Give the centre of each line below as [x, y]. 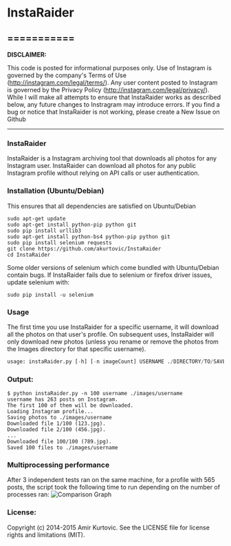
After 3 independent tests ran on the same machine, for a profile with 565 [111, 480]
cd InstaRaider [29, 255]
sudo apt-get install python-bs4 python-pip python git [89, 237]
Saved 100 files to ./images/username [63, 448]
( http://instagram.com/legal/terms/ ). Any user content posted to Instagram [112, 83]
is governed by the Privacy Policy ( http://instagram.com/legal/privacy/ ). [108, 90]
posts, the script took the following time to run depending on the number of [114, 487]
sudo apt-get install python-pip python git [72, 224]
